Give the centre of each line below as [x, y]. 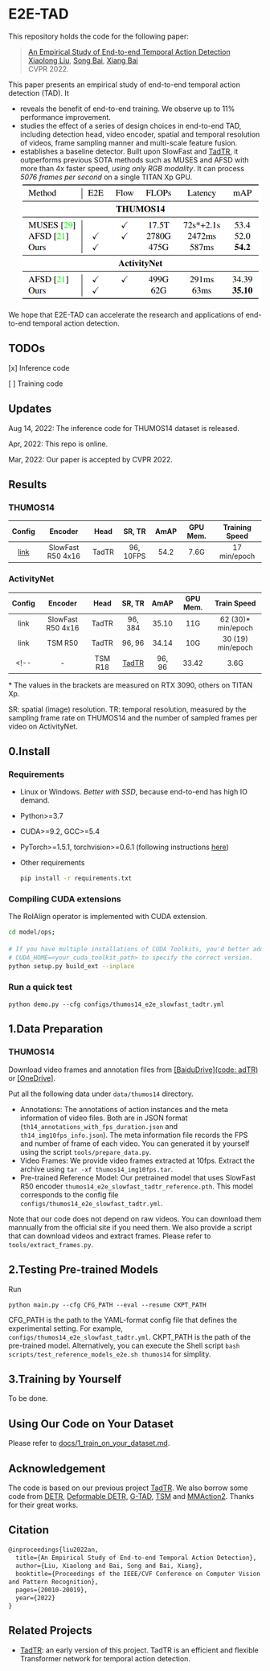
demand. [35, 800]
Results [28, 484]
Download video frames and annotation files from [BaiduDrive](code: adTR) [133, 1070]
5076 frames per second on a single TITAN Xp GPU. [106, 177]
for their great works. [43, 1505]
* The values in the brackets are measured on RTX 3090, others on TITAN [131, 685]
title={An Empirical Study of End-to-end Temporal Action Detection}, [136, 1558]
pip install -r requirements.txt [76, 879]
